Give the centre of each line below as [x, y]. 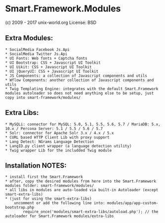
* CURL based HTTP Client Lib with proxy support [57, 137]
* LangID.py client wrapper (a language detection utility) [69, 146]
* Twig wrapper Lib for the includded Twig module [58, 150]
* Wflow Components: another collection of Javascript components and [80, 80]
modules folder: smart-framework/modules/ [50, 186]
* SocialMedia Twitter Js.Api [36, 54]
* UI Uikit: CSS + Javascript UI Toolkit [49, 67]
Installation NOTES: [36, 166]
